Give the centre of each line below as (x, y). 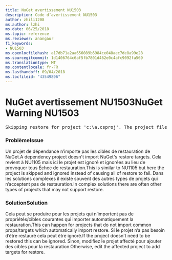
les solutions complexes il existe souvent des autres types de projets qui (82, 179)
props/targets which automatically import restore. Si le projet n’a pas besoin (85, 230)
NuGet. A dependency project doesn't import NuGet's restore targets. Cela (83, 157)
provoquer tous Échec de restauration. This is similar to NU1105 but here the (85, 168)
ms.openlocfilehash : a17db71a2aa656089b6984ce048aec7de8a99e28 (74, 53)
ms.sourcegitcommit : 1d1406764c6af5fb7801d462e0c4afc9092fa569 (74, 58)
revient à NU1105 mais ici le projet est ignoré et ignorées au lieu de (76, 163)
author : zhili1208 (25, 19)
